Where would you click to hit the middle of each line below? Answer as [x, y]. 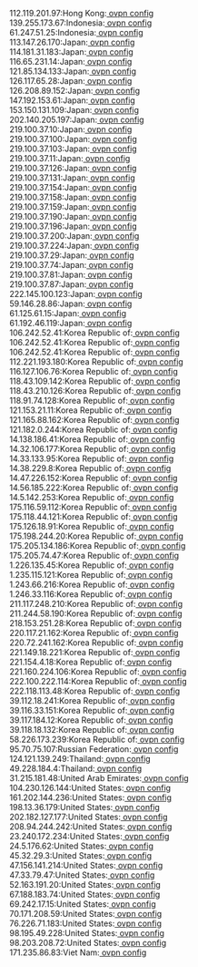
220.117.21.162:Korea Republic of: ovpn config [94, 633]
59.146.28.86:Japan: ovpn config [71, 303]
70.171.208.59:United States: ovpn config [86, 914]
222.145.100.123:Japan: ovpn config [76, 294]
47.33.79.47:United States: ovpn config [82, 875]
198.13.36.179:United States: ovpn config [85, 807]
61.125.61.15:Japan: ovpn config [68, 313]
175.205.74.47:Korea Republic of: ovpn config [94, 556]
